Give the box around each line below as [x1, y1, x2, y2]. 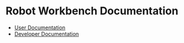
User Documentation [14, 24, 66, 31]
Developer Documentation [14, 30, 79, 37]
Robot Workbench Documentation [5, 4, 179, 18]
